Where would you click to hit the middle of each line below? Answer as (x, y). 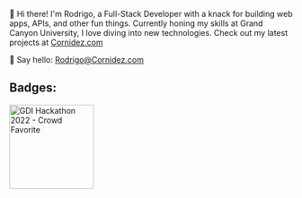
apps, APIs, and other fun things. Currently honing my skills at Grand (136, 23)
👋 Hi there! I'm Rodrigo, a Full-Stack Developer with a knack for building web (151, 14)
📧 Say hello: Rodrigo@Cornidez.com (76, 60)
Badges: (33, 88)
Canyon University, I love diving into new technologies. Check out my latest (149, 33)
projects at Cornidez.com (56, 42)
